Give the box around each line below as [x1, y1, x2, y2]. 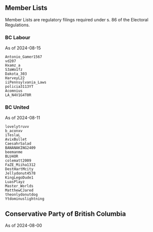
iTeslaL [5, 133, 21, 138]
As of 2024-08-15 [5, 45, 41, 51]
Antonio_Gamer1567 [5, 54, 42, 60]
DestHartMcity [5, 167, 34, 172]
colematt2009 [5, 158, 32, 163]
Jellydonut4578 [5, 171, 36, 176]
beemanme [5, 150, 23, 155]
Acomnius [5, 88, 23, 94]
